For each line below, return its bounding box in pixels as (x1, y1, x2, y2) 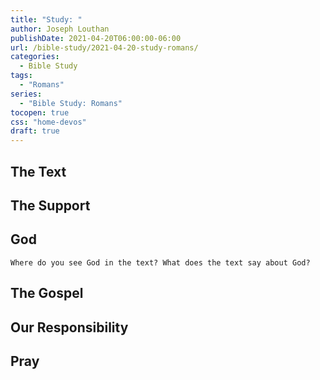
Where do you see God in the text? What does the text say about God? (10, 257, 311, 268)
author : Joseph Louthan (10, 24, 110, 34)
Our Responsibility (10, 319, 129, 336)
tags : (10, 71, 33, 81)
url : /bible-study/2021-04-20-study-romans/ (10, 42, 199, 53)
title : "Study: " (10, 14, 83, 25)
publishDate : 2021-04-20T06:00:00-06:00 (10, 33, 182, 43)
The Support (10, 197, 91, 214)
